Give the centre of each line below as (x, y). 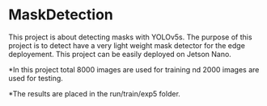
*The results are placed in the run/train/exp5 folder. (94, 93)
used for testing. (36, 78)
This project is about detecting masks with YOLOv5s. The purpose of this (130, 37)
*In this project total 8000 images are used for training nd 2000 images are (134, 69)
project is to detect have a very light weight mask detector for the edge (127, 45)
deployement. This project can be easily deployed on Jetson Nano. (120, 54)
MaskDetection (61, 15)
